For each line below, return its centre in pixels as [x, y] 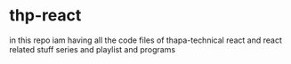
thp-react [45, 16]
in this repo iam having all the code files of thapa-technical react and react [146, 40]
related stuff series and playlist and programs [93, 49]
